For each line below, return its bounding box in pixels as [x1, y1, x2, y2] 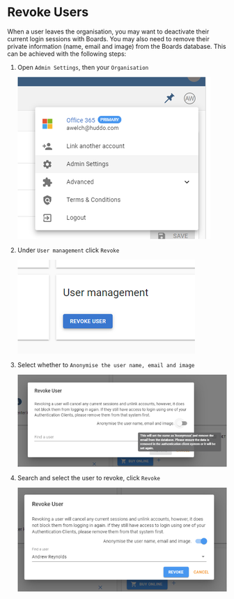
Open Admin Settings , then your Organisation [17, 63, 149, 71]
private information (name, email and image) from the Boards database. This [7, 42, 226, 50]
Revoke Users [7, 4, 89, 20]
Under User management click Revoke [17, 246, 120, 254]
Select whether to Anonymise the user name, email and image [17, 360, 195, 369]
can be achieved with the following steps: [7, 50, 127, 58]
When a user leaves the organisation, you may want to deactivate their [7, 27, 210, 36]
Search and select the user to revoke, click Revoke [17, 473, 160, 482]
